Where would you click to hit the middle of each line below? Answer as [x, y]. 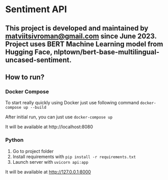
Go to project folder [33, 151]
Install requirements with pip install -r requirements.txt [74, 157]
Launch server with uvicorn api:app [51, 162]
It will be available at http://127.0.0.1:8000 [48, 172]
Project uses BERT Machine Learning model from [84, 44]
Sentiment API [36, 9]
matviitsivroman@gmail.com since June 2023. [81, 36]
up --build [35, 108]
